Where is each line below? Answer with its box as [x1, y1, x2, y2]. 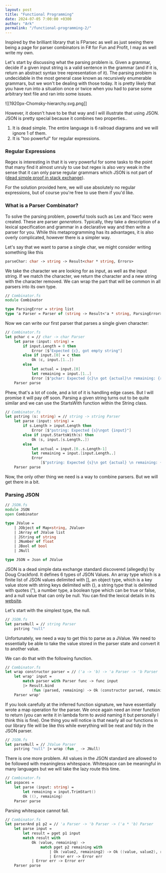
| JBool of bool [14, 544, 48, 549]
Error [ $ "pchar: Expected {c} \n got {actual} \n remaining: [31, 376, 156, 381]
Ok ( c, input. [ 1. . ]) [31, 358, 74, 362]
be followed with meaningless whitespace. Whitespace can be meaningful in [5, 761, 161, 767]
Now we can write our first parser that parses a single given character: [5, 320, 149, 326]
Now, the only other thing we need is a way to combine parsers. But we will [5, 473, 158, 479]
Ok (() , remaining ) [23, 794, 63, 799]
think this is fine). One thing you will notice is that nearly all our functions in [5, 717, 158, 723]
